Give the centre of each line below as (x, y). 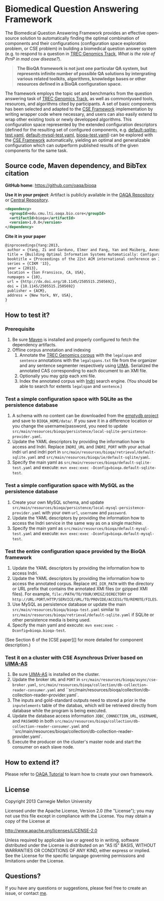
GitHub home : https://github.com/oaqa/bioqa (51, 185)
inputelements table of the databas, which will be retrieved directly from (84, 706)
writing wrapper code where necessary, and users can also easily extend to (81, 114)
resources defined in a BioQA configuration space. (69, 84)
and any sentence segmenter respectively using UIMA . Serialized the (89, 365)
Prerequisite (20, 329)
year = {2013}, (22, 268)
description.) (18, 645)
